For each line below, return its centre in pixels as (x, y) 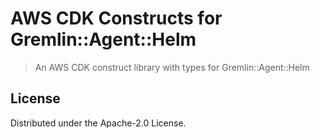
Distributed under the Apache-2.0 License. (98, 123)
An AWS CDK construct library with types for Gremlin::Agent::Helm (172, 67)
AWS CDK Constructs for (116, 18)
